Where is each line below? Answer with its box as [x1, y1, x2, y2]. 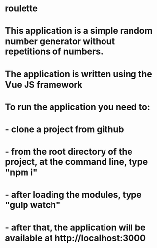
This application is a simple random [5, 25, 153, 37]
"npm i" [5, 167, 38, 178]
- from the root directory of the [5, 146, 132, 157]
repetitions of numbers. [5, 46, 104, 57]
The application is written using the [5, 68, 152, 80]
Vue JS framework [5, 79, 82, 90]
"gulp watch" [5, 200, 61, 211]
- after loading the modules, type [5, 189, 142, 201]
